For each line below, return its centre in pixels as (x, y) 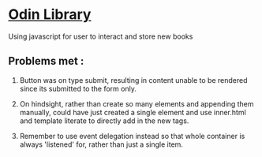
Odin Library (50, 15)
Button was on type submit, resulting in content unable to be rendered (133, 80)
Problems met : (46, 61)
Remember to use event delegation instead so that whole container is (132, 136)
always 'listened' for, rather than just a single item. (101, 144)
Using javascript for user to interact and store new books (101, 36)
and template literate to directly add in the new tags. (104, 121)
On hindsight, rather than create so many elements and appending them (137, 103)
